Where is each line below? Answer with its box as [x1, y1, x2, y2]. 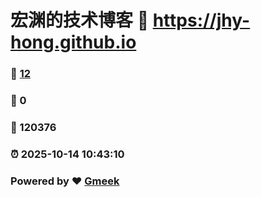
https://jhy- [152, 9, 251, 32]
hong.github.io [10, 31, 137, 54]
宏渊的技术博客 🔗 [10, 9, 150, 32]
